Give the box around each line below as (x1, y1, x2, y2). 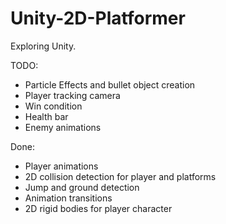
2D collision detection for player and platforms (24, 170, 217, 182)
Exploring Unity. (10, 40, 77, 52)
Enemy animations (24, 121, 102, 133)
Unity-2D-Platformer (10, 7, 186, 30)
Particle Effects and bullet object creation (24, 78, 196, 91)
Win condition (24, 100, 83, 112)
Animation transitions (24, 192, 113, 204)
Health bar (24, 110, 69, 122)
